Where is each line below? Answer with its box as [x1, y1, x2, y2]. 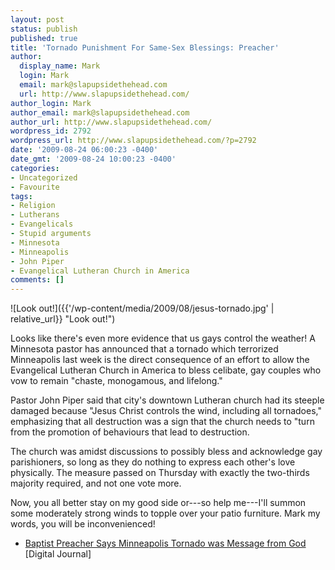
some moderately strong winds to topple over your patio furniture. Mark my [10, 507, 321, 520]
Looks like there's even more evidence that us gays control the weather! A [10, 332, 316, 345]
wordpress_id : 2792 [10, 126, 92, 136]
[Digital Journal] [24, 548, 92, 560]
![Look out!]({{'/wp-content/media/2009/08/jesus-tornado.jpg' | [10, 302, 275, 315]
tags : [10, 191, 33, 201]
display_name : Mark [19, 61, 101, 71]
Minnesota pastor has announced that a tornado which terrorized [10, 343, 279, 355]
